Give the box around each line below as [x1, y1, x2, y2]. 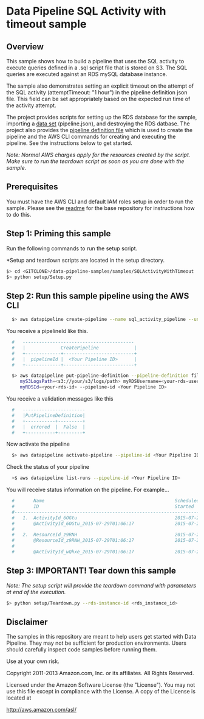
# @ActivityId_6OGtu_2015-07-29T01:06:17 [12, 521, 135, 527]
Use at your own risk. [6, 658, 59, 665]
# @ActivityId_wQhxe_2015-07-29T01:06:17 [12, 549, 135, 555]
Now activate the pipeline [6, 440, 70, 448]
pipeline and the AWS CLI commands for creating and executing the [6, 133, 176, 140]
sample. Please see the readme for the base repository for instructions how [6, 204, 195, 211]
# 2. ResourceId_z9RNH [12, 531, 78, 538]
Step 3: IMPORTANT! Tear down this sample [6, 566, 176, 576]
